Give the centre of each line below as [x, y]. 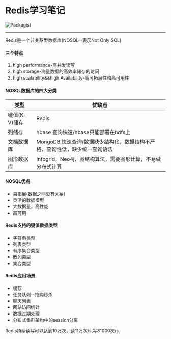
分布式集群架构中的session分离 [45, 320]
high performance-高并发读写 [44, 65]
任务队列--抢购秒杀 [33, 294]
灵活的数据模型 [28, 200]
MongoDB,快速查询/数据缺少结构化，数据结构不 [93, 142]
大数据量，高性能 [31, 206]
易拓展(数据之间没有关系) [39, 194]
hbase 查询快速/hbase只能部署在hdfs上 [83, 132]
